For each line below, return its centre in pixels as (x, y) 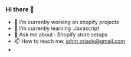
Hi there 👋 (20, 9)
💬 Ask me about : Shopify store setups (60, 35)
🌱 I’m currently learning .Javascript (57, 28)
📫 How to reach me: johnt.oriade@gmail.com (69, 41)
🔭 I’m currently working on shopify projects (66, 22)
